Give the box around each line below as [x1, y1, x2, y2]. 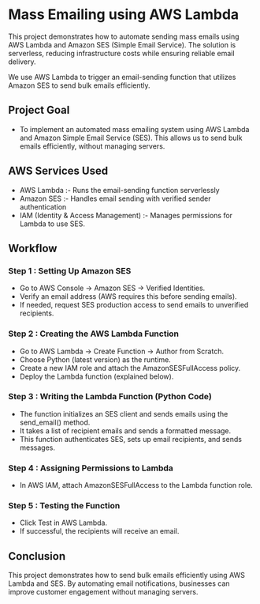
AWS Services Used [8, 164, 109, 178]
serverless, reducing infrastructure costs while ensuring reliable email [8, 48, 235, 58]
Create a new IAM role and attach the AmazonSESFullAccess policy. [19, 363, 241, 372]
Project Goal [8, 104, 70, 117]
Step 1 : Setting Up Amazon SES [8, 265, 132, 276]
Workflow [8, 241, 58, 255]
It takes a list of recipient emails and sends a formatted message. [19, 425, 232, 436]
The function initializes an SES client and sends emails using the [19, 409, 228, 418]
